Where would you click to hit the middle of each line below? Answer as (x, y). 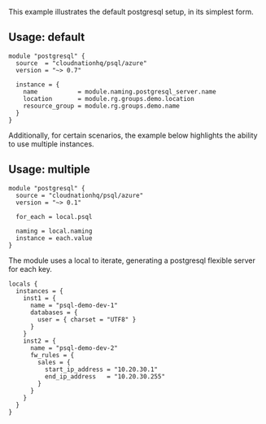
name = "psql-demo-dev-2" (74, 348)
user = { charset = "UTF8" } (87, 319)
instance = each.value (54, 238)
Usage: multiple (50, 170)
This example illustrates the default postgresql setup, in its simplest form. (131, 12)
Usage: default (47, 37)
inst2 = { (40, 341)
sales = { (54, 362)
